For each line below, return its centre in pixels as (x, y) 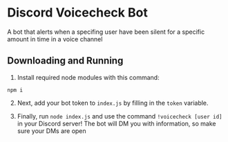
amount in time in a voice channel (55, 39)
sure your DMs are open (51, 131)
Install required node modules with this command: (88, 77)
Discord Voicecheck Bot (78, 13)
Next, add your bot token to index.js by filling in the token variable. (113, 103)
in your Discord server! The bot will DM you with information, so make (116, 123)
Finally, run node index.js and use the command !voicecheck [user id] (120, 116)
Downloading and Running (65, 61)
